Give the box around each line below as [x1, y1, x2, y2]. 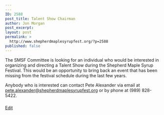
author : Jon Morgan [5, 21, 45, 26]
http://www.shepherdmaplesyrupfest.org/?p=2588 [9, 39, 109, 44]
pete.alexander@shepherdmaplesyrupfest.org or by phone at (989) [5, 87, 141, 93]
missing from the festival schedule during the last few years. [5, 72, 127, 78]
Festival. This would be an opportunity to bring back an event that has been [5, 67, 158, 73]
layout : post [5, 30, 32, 35]
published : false [5, 44, 41, 48]
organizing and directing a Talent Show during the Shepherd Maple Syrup [5, 62, 153, 68]
